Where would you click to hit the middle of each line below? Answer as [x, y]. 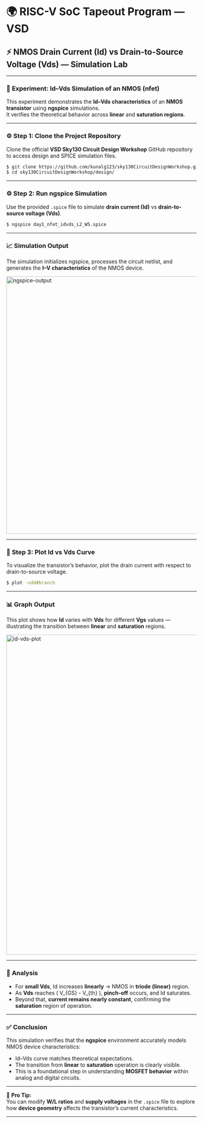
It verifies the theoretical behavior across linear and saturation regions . [96, 115]
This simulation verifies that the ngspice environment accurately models [96, 1040]
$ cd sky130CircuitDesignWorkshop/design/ [60, 172]
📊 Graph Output [31, 604]
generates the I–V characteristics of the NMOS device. [75, 268]
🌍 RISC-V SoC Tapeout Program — [96, 12]
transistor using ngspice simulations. [53, 108]
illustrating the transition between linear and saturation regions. [86, 626]
